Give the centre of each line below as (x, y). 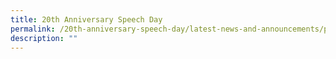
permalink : (33, 29)
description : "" (44, 38)
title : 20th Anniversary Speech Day (86, 19)
